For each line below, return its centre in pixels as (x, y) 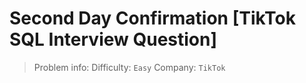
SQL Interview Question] (113, 39)
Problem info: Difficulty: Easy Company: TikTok (129, 67)
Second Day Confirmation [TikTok (153, 18)
